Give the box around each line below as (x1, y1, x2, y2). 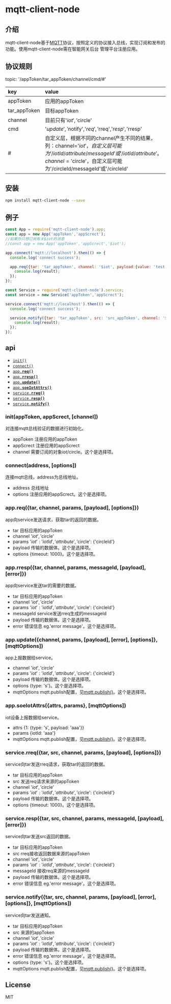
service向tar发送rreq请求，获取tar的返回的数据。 (5, 761, 108, 767)
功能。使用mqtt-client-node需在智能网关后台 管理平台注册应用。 (5, 46, 140, 52)
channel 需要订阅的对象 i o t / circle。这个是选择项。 (12, 449, 116, 455)
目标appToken (45, 107, 79, 114)
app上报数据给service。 (5, 655, 56, 661)
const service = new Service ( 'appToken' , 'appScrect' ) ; (5, 292, 124, 297)
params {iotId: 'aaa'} (12, 730, 56, 736)
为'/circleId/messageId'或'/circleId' (45, 165, 129, 172)
